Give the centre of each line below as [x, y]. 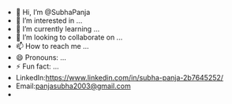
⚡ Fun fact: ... [37, 66]
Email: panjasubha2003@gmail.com [73, 86]
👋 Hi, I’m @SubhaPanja [53, 12]
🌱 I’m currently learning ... [58, 29]
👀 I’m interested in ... [49, 20]
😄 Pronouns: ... [41, 58]
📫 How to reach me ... [52, 46]
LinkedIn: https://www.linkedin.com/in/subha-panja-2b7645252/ [119, 78]
